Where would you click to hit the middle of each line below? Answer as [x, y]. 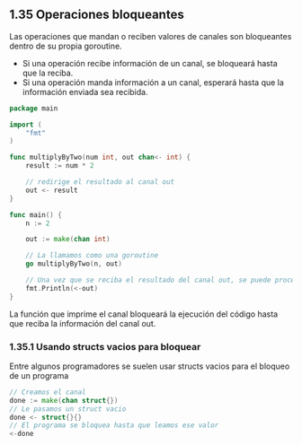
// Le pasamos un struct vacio [68, 409]
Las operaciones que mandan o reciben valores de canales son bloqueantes [151, 36]
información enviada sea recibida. [85, 92]
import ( [26, 125]
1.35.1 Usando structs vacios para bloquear [105, 346]
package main [34, 108]
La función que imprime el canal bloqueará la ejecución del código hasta [144, 314]
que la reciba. [48, 73]
